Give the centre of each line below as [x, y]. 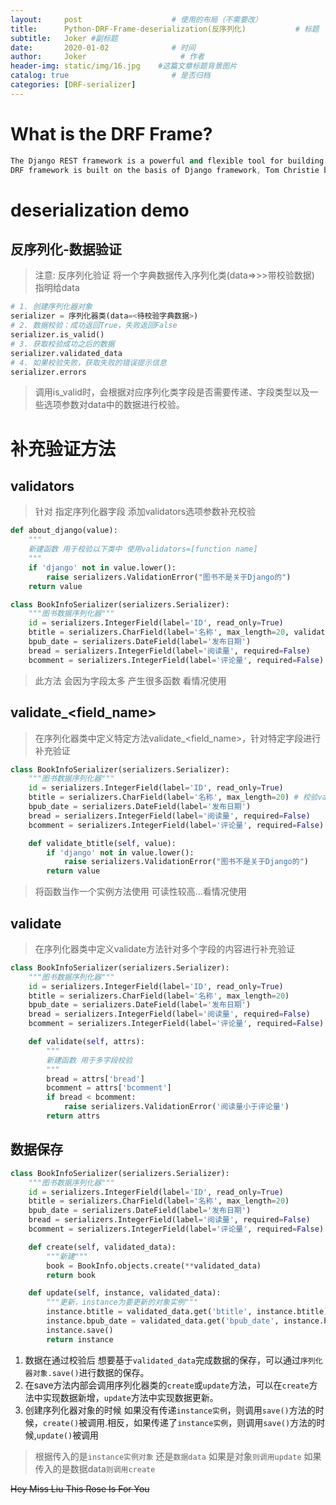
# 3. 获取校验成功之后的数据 [62, 344]
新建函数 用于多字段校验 [89, 1060]
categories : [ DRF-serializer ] [73, 85]
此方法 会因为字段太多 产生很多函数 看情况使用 [130, 680]
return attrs [73, 1116]
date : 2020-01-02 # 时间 [103, 47]
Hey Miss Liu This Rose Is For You [80, 1488]
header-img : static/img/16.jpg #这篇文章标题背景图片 [124, 66]
